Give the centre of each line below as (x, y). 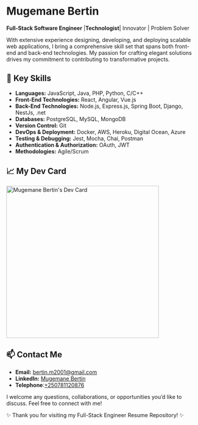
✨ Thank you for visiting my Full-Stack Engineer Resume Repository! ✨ (95, 415)
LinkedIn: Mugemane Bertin (50, 379)
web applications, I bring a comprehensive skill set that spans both (90, 46)
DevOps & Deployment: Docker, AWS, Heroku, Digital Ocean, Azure (100, 132)
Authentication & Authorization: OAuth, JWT (72, 145)
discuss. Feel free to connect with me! (54, 404)
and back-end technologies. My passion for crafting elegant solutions (104, 52)
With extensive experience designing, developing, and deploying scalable (99, 40)
